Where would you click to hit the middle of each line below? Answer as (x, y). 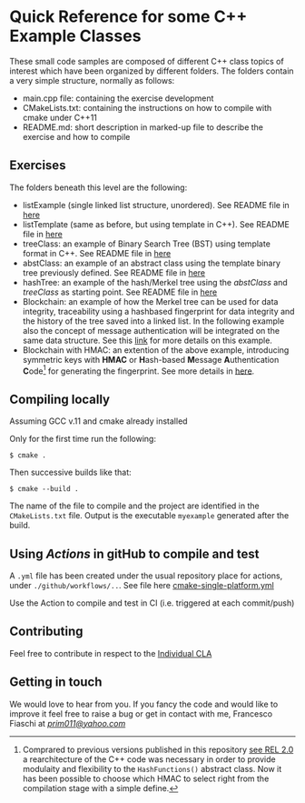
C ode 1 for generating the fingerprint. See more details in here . (138, 370)
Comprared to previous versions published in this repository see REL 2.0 (158, 749)
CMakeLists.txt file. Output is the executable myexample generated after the (149, 516)
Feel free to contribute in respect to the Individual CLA (111, 653)
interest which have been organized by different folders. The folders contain (152, 71)
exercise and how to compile (76, 136)
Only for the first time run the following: (83, 439)
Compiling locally (60, 399)
